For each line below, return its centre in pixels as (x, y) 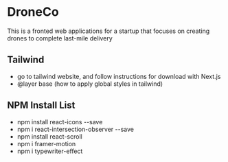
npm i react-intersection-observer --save (75, 129)
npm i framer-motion (46, 143)
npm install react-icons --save (60, 121)
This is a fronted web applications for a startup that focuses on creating (109, 31)
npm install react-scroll (49, 136)
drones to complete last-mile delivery (60, 38)
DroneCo (33, 12)
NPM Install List (41, 105)
